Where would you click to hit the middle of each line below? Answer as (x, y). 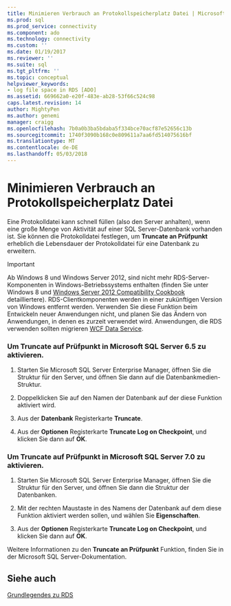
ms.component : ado (33, 33)
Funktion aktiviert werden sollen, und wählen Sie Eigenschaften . (109, 515)
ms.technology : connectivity (49, 39)
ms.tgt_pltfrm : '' (33, 71)
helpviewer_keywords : (38, 84)
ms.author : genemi (33, 115)
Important (21, 264)
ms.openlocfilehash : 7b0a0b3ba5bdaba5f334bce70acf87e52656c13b (100, 128)
